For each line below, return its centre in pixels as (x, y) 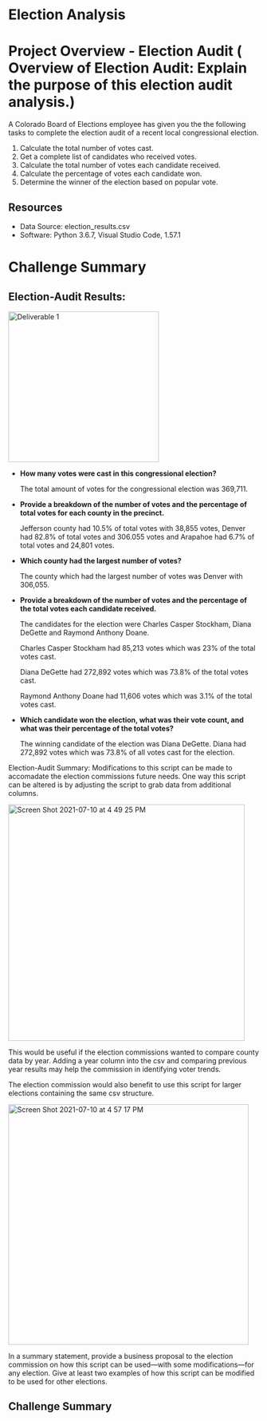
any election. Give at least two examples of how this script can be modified (132, 1373)
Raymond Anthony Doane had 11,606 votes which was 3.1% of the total (136, 695)
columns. (24, 793)
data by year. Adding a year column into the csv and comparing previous (128, 1060)
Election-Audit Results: (67, 297)
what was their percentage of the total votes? (96, 728)
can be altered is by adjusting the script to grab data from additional (120, 785)
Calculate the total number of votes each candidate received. (120, 165)
